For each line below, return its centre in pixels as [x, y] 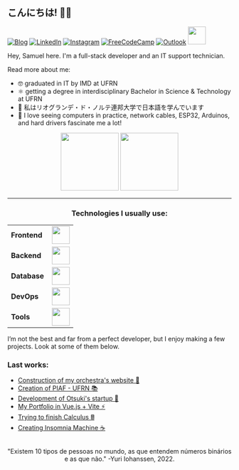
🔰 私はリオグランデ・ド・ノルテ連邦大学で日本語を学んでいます [111, 107]
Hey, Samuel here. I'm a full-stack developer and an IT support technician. [116, 55]
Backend [26, 256]
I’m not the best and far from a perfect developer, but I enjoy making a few [116, 339]
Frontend [27, 235]
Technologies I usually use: [119, 213]
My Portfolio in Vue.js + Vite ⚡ [61, 407]
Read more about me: [39, 69]
